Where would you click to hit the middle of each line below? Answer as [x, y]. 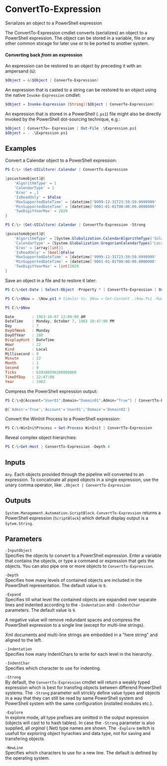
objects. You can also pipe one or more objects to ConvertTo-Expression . [80, 566]
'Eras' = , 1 [26, 192]
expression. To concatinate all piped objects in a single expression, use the [82, 480]
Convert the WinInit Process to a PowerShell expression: [63, 419]
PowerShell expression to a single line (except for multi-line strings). [75, 625]
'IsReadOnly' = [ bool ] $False [44, 252]
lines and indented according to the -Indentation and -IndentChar [73, 605]
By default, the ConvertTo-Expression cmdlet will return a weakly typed [78, 682]
